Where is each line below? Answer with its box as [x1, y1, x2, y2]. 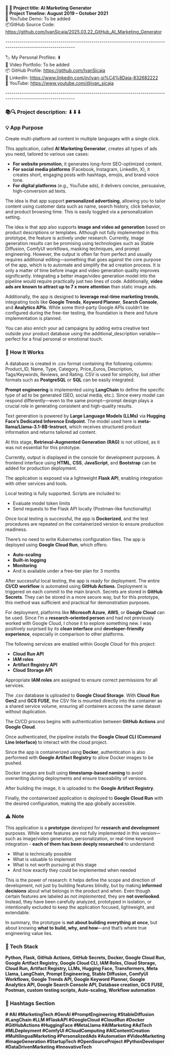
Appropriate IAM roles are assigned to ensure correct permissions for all [5, 677, 158, 683]
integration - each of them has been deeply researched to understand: [5, 841, 155, 847]
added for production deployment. [5, 465, 77, 471]
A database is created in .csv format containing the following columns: [5, 360, 153, 366]
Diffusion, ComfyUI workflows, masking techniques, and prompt [5, 246, 140, 252]
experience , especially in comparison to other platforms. [5, 631, 125, 637]
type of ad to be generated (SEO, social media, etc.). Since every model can [5, 392, 164, 398]
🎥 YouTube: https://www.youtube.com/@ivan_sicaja [5, 80, 114, 86]
